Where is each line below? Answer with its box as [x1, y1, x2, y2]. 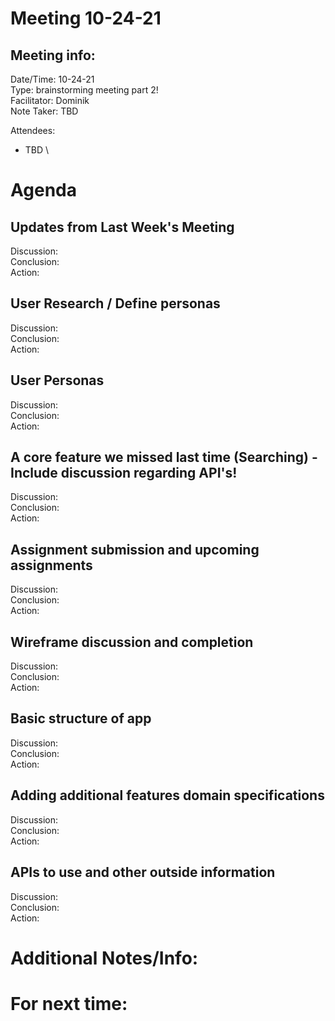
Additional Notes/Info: [10, 947, 199, 969]
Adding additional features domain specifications [10, 787, 325, 804]
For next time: [10, 992, 128, 1015]
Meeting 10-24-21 [10, 7, 162, 30]
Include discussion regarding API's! [10, 465, 238, 482]
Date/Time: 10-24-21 [10, 73, 95, 85]
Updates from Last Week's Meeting [10, 218, 235, 236]
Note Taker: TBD [10, 105, 79, 117]
